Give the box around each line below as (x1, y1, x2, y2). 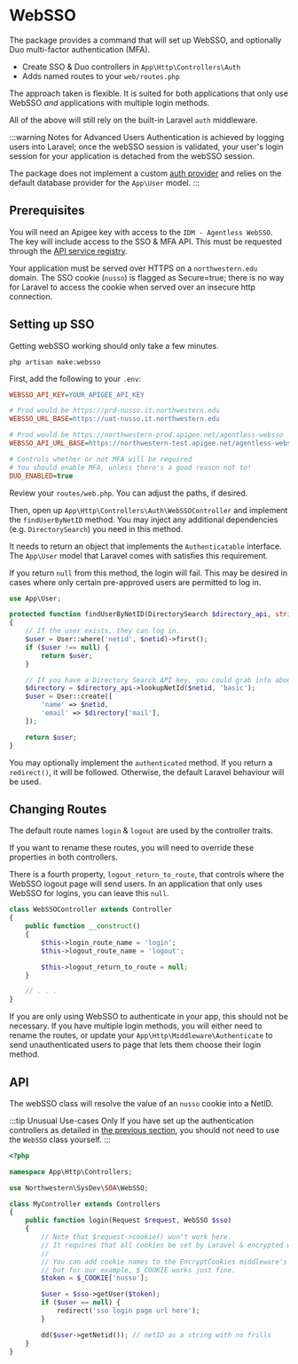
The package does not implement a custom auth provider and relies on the (9, 168, 282, 178)
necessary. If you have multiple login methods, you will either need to (9, 1020, 263, 1031)
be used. (9, 776, 42, 787)
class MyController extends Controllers (9, 1200, 161, 1209)
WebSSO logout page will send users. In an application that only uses (9, 878, 263, 889)
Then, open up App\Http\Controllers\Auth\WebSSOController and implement (9, 504, 288, 515)
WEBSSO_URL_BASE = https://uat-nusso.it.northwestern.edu (9, 415, 220, 424)
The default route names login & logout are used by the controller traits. (9, 825, 273, 836)
